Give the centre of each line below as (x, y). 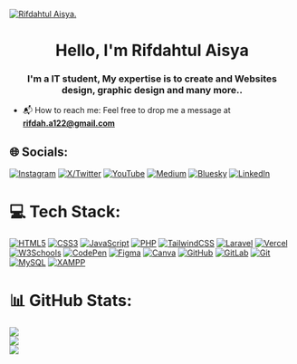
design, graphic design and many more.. (152, 91)
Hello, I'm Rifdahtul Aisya (152, 51)
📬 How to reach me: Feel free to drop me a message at (126, 110)
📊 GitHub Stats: (71, 301)
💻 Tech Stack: (65, 212)
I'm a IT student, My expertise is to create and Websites (152, 79)
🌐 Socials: (39, 152)
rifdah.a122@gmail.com (69, 123)
